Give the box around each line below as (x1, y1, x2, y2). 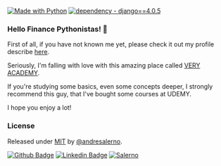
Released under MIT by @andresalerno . (7, 137, 123, 146)
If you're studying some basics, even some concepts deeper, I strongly (7, 82, 213, 91)
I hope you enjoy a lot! (7, 103, 72, 112)
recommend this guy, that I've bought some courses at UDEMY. (7, 90, 192, 98)
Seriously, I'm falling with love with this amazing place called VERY (7, 61, 201, 70)
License (7, 121, 35, 131)
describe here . (7, 48, 50, 56)
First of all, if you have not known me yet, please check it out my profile (7, 40, 215, 49)
